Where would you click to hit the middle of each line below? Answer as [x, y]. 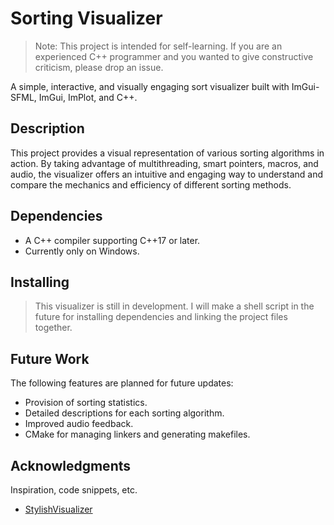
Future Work [50, 358]
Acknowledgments [71, 465]
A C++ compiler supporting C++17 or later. [112, 240]
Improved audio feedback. [79, 424]
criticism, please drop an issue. [99, 67]
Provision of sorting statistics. [86, 403]
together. [53, 328]
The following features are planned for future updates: [122, 383]
